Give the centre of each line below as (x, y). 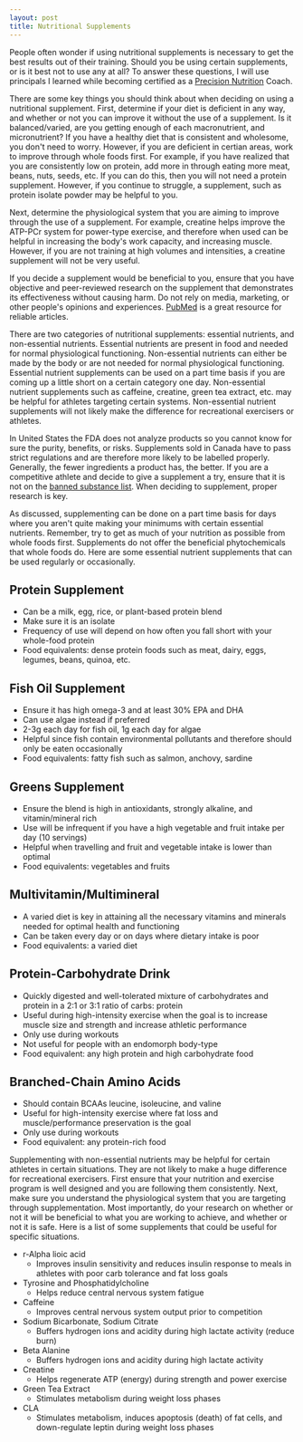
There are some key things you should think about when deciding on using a (151, 98)
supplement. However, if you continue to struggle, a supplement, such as (146, 185)
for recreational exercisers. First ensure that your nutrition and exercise (142, 1179)
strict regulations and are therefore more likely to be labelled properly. (139, 457)
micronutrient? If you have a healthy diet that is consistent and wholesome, (149, 137)
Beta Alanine (46, 1351)
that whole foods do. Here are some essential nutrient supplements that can (151, 552)
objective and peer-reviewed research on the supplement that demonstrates (151, 287)
